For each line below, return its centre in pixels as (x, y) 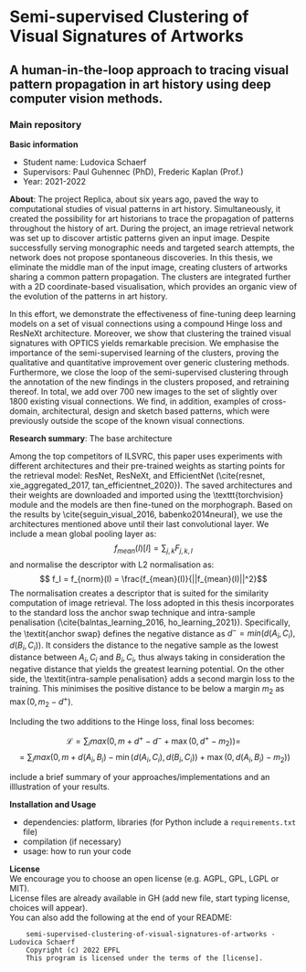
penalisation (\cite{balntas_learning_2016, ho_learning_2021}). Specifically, (150, 622)
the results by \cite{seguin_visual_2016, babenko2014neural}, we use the (146, 514)
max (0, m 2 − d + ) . (42, 702)
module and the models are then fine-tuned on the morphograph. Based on (151, 504)
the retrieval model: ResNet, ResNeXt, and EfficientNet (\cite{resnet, (137, 475)
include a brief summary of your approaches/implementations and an (140, 777)
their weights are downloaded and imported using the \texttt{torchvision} (147, 494)
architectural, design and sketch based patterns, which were (156, 411)
